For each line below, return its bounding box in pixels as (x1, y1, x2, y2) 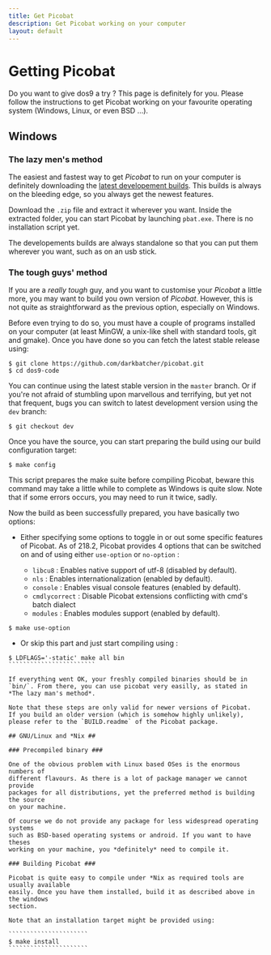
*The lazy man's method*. (8, 690, 95, 698)
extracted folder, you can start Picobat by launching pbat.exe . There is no (8, 214, 254, 223)
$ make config (8, 461, 57, 469)
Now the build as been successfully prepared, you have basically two (8, 508, 240, 518)
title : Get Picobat (8, 11, 74, 20)
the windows (8, 895, 49, 904)
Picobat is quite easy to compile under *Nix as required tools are (8, 874, 244, 882)
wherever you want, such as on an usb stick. (8, 246, 158, 256)
